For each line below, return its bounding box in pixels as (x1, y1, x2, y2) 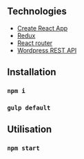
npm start (7, 144, 40, 152)
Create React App (17, 24, 68, 32)
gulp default (7, 104, 51, 112)
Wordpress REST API (17, 46, 77, 54)
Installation (7, 66, 56, 78)
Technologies (7, 6, 67, 17)
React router (17, 38, 53, 47)
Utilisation (7, 124, 52, 135)
